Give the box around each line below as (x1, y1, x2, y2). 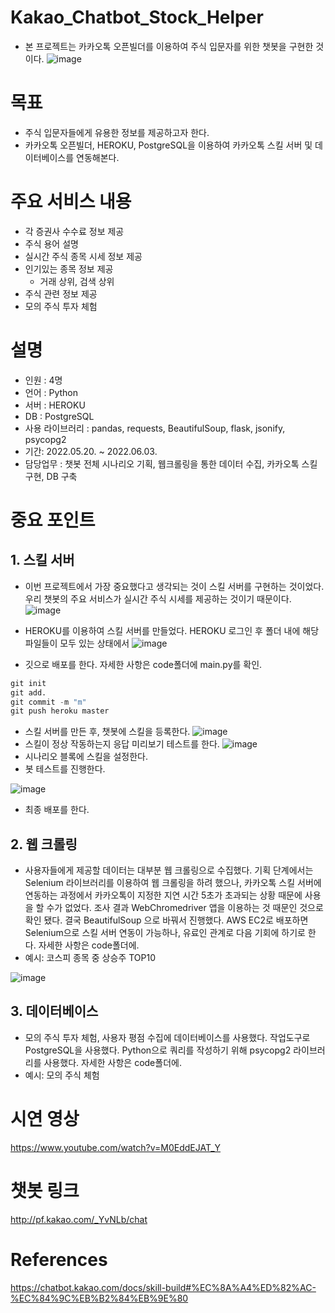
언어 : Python (24, 386, 79, 398)
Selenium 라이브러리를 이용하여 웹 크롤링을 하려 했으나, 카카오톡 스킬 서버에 (24, 877, 322, 889)
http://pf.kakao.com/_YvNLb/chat (10, 1213, 148, 1225)
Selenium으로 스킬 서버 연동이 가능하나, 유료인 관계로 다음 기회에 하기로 (24, 927, 306, 939)
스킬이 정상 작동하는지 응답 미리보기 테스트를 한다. (24, 738, 220, 750)
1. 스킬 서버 (10, 552, 75, 569)
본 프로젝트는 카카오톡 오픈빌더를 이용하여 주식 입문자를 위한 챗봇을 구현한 (24, 40, 314, 52)
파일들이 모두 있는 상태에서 (24, 637, 130, 649)
